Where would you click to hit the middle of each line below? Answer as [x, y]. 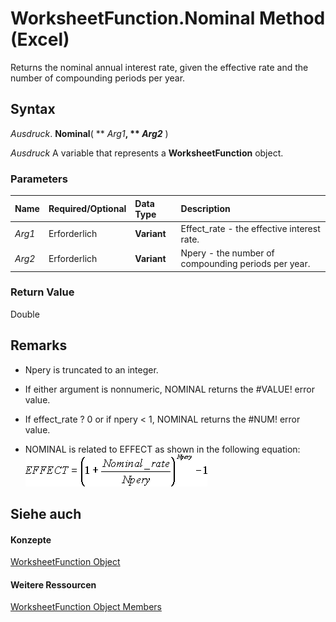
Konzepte [31, 539]
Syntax [33, 109]
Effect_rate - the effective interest [250, 228]
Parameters [39, 179]
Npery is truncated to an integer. [91, 369]
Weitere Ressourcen [53, 584]
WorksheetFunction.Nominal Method [168, 18]
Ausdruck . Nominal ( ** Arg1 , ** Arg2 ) [89, 133]
